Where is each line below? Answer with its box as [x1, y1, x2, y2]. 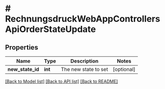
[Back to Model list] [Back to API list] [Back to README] [5, 79, 118, 84]
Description [70, 58, 99, 64]
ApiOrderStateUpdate [5, 24, 96, 35]
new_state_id [7, 66, 39, 72]
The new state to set [61, 66, 108, 72]
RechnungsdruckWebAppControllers [5, 13, 161, 24]
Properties [5, 43, 38, 51]
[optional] [112, 66, 135, 72]
